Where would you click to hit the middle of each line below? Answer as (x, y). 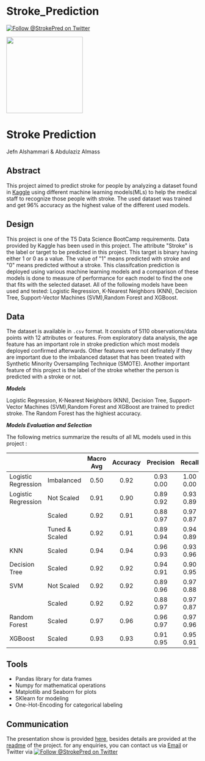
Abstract (23, 171)
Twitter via (20, 752)
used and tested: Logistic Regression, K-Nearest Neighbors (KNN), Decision (102, 291)
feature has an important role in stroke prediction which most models (93, 344)
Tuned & (59, 529)
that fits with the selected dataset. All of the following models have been (97, 284)
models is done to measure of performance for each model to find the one (100, 278)
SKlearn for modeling (42, 699)
